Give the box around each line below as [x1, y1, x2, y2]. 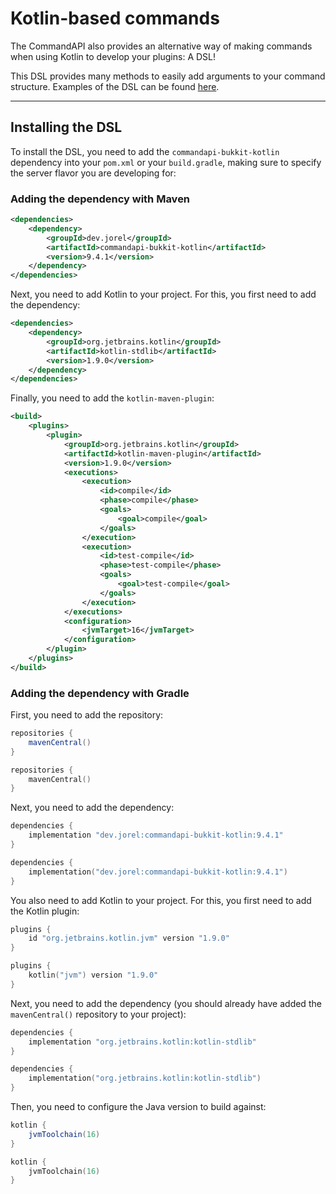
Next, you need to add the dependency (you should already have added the [10, 997, 322, 1009]
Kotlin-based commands [10, 7, 220, 30]
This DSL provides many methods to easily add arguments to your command [10, 70, 326, 82]
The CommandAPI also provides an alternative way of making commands [10, 40, 313, 52]
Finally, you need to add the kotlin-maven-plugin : [10, 392, 215, 404]
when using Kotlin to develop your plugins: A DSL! [10, 50, 217, 62]
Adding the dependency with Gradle [10, 686, 190, 700]
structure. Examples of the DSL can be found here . [10, 80, 220, 92]
